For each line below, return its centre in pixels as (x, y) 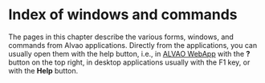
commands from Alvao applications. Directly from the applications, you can (133, 45)
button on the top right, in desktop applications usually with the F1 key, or (129, 62)
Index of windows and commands (123, 15)
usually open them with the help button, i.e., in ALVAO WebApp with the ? (129, 53)
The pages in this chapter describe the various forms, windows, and (121, 37)
